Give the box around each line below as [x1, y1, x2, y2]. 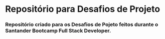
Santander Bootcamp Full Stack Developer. [5, 27, 111, 34]
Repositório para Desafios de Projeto [5, 3, 161, 15]
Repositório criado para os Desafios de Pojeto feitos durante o [5, 21, 159, 28]
